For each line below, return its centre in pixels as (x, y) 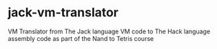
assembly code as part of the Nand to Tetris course (81, 38)
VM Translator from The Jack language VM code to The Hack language (109, 31)
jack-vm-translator (63, 13)
